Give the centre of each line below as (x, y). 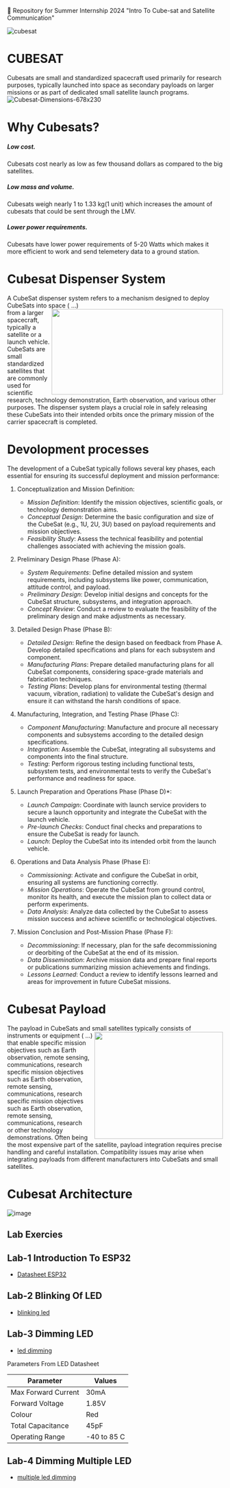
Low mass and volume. (41, 187)
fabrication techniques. (60, 679)
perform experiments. (58, 904)
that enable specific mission (47, 1043)
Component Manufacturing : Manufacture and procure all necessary (123, 727)
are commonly (27, 378)
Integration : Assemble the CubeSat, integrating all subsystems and (121, 749)
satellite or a (25, 334)
